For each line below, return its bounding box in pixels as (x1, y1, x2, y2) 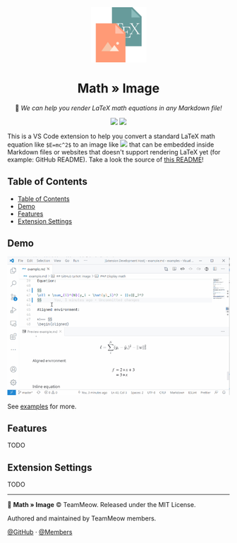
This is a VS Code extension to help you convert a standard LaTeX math (7, 132, 215, 140)
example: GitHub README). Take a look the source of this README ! (7, 155, 205, 164)
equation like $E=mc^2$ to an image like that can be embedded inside (7, 140, 214, 149)
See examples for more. (7, 402, 77, 410)
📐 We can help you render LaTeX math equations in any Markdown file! (15, 104, 222, 112)
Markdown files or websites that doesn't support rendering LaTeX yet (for (7, 147, 221, 156)
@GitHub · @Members (7, 528, 73, 537)
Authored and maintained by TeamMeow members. (7, 514, 157, 523)
